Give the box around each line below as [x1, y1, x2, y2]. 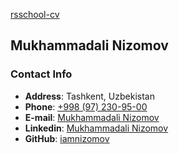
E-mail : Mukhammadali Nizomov [24, 111, 160, 123]
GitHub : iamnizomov [24, 132, 110, 144]
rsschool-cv [10, 9, 60, 20]
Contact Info [10, 67, 73, 81]
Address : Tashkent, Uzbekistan [24, 90, 155, 102]
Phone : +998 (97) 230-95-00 [24, 100, 148, 113]
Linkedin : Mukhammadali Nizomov [24, 122, 169, 134]
